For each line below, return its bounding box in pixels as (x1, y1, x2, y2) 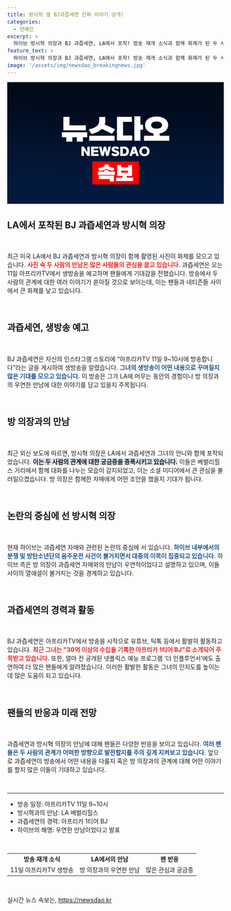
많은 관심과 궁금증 (145, 866, 194, 874)
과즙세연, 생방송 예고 (7, 322, 89, 334)
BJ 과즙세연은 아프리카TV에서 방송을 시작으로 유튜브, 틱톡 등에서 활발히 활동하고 (7, 637, 223, 645)
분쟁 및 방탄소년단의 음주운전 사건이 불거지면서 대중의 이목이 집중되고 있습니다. (7, 551, 217, 560)
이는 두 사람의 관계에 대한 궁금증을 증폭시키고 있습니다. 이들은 (32, 458, 197, 466)
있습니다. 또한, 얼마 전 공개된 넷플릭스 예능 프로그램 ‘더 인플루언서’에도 (25, 654, 214, 663)
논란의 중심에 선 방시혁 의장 (7, 510, 115, 522)
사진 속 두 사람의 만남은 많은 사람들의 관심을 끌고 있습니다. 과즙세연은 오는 (27, 261, 223, 269)
